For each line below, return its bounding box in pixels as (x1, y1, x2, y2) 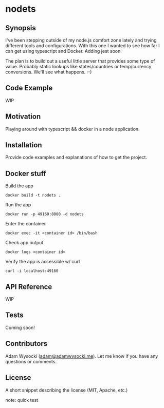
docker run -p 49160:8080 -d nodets (5, 211, 84, 217)
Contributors (5, 339, 48, 348)
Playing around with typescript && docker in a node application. (5, 126, 140, 132)
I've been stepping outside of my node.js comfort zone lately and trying (5, 37, 157, 43)
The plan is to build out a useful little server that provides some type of (5, 58, 155, 64)
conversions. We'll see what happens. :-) (5, 69, 92, 75)
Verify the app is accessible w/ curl (5, 259, 80, 265)
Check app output (5, 240, 44, 246)
